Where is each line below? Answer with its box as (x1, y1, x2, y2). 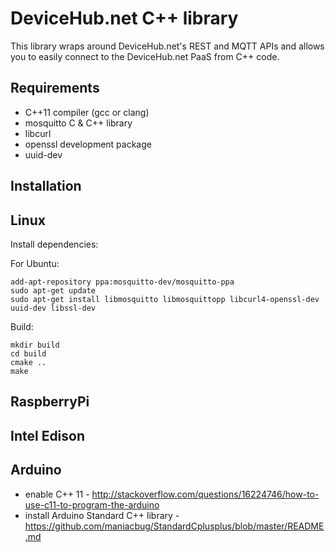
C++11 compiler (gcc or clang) (24, 106, 150, 118)
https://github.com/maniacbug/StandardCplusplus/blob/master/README (24, 520, 325, 532)
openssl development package (24, 138, 152, 150)
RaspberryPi (10, 393, 90, 411)
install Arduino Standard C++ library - (24, 509, 180, 521)
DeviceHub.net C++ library (10, 7, 239, 30)
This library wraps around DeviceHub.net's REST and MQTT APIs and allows (10, 40, 325, 52)
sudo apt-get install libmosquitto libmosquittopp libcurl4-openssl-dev (10, 294, 320, 304)
